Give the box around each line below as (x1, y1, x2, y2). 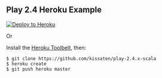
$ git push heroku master (6, 66, 71, 72)
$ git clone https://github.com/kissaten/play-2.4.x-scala (6, 55, 157, 62)
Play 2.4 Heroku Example (6, 5, 102, 15)
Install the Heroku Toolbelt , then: (6, 44, 87, 51)
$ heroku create (6, 61, 47, 67)
